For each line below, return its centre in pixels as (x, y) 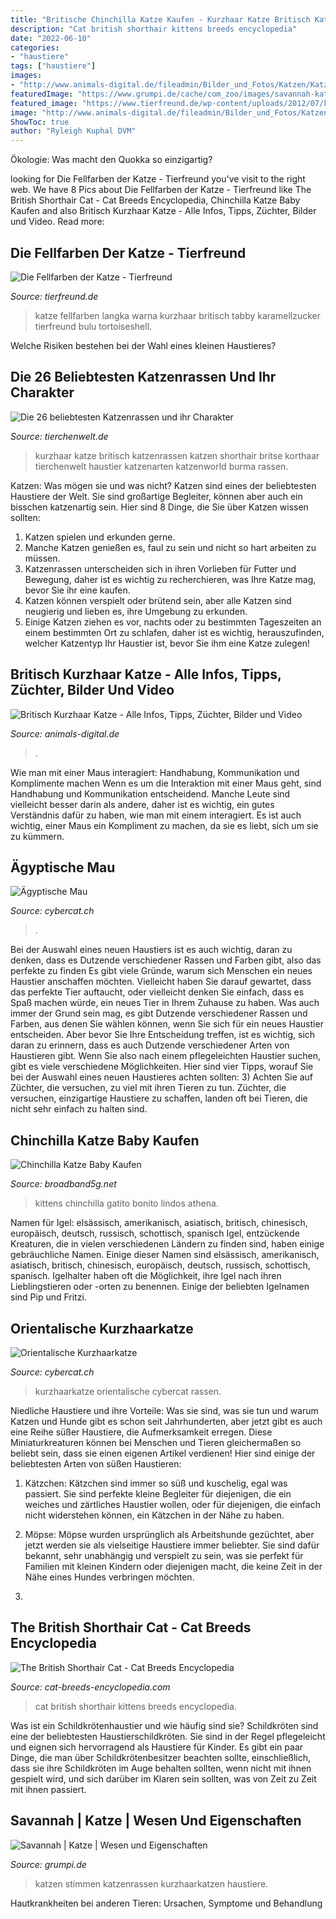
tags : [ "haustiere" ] (53, 66)
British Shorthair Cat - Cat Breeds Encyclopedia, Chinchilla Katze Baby (155, 200)
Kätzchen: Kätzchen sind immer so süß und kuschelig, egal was (156, 1483)
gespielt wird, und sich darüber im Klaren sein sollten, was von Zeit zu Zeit (163, 1778)
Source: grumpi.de (48, 1864)
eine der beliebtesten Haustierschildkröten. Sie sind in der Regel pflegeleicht (168, 1736)
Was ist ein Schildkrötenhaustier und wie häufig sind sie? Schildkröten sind (164, 1725)
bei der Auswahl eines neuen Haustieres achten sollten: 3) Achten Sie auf (162, 1077)
